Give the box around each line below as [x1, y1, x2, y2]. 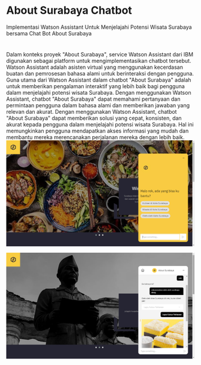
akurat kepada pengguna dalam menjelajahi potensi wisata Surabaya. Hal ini [6, 121, 194, 128]
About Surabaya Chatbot [6, 4, 133, 17]
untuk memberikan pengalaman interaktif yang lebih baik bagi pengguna [6, 83, 185, 90]
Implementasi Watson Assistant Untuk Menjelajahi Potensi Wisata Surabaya [6, 23, 193, 31]
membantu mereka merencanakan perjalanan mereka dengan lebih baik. [6, 134, 185, 141]
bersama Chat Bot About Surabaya [6, 29, 92, 37]
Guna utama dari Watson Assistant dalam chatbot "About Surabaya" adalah [6, 76, 191, 84]
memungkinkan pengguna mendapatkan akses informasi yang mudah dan [6, 127, 189, 135]
